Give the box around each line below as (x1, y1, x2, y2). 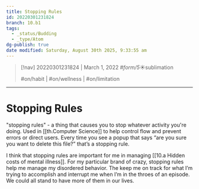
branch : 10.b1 (6, 20, 41, 26)
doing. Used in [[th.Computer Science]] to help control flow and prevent (6, 127, 182, 134)
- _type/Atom (11, 36, 44, 42)
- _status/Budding (11, 31, 57, 37)
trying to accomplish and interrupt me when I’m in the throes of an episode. (6, 171, 190, 178)
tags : (6, 25, 20, 31)
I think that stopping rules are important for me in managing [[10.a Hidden (6, 152, 185, 159)
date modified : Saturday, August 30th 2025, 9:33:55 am (6, 48, 147, 53)
